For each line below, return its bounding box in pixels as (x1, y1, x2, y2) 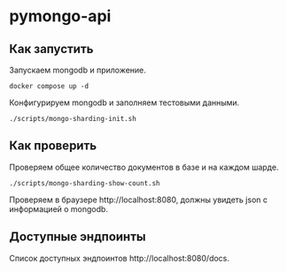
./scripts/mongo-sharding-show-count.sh (9, 178, 161, 187)
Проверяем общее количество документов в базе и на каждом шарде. (9, 162, 279, 172)
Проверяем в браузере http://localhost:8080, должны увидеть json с (9, 194, 268, 205)
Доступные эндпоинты (9, 230, 146, 245)
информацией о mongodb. (9, 203, 109, 214)
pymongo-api (9, 6, 112, 26)
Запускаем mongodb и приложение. (9, 64, 146, 75)
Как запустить (9, 42, 94, 57)
